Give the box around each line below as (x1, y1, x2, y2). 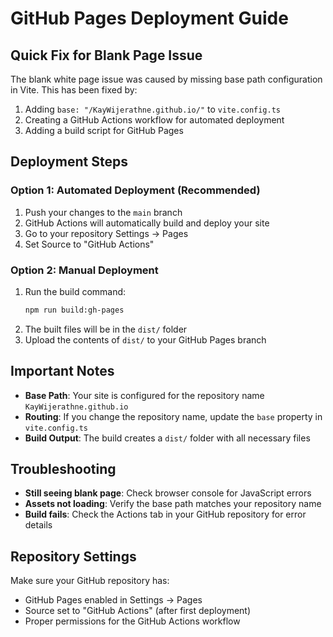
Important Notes (10, 363, 115, 380)
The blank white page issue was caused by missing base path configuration (10, 73, 323, 85)
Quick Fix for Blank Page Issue (10, 47, 203, 64)
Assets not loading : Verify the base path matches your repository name (24, 498, 322, 510)
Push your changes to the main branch (24, 206, 183, 218)
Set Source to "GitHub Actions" (24, 238, 155, 250)
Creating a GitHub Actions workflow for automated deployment (24, 114, 285, 126)
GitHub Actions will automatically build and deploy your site (24, 217, 270, 229)
